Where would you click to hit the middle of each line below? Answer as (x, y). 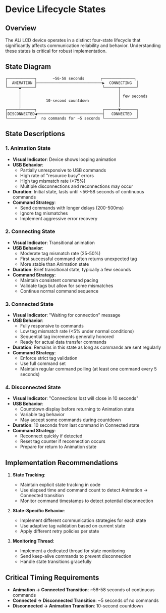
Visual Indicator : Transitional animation (53, 242)
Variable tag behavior (42, 415)
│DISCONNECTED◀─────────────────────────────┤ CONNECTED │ (72, 114)
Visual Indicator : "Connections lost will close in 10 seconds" (75, 398)
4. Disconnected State (33, 387)
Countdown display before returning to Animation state (77, 409)
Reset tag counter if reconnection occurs (63, 441)
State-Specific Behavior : (39, 511)
